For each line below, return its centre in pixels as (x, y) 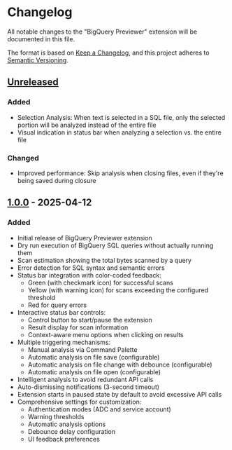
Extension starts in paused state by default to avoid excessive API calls (119, 394)
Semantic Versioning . (38, 60)
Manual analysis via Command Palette (82, 349)
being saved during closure (57, 180)
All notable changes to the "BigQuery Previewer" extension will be (102, 32)
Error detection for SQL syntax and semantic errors (91, 268)
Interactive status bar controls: (61, 312)
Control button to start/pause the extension (90, 320)
